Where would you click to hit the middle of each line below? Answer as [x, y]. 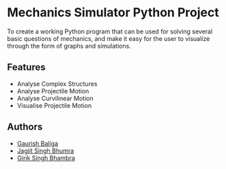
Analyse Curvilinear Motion [55, 98]
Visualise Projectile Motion [54, 105]
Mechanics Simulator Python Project [113, 13]
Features [26, 67]
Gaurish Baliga [38, 143]
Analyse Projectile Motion [53, 91]
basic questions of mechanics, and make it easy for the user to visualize [109, 38]
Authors [25, 127]
